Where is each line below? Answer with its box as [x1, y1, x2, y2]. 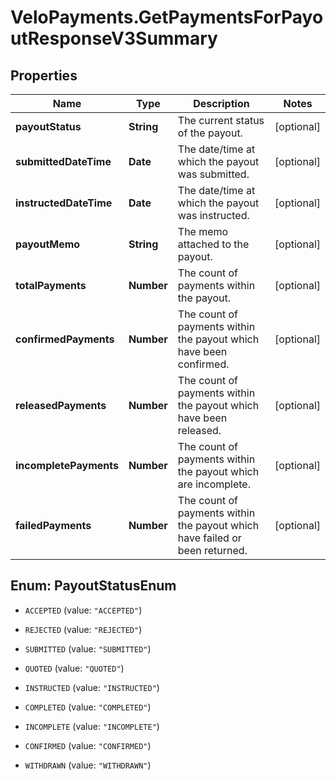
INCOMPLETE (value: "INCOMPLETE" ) [24, 720, 160, 732]
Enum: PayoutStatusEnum [10, 577, 177, 595]
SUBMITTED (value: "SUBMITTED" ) [24, 642, 152, 655]
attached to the [177, 237, 250, 251]
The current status [177, 114, 265, 127]
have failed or [177, 531, 242, 545]
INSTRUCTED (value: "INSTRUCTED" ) [24, 681, 160, 693]
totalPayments [15, 279, 87, 292]
